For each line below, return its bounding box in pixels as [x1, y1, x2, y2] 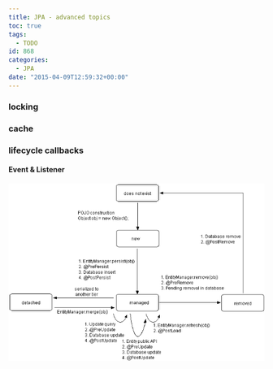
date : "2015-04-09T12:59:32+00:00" [8, 73, 129, 81]
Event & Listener [8, 165, 65, 175]
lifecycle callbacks [8, 145, 84, 156]
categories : [8, 56, 49, 64]
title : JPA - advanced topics [8, 13, 111, 21]
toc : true [8, 21, 42, 30]
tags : [8, 30, 27, 38]
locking [8, 101, 39, 112]
